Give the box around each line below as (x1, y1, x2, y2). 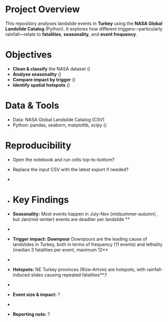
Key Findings (12, 194, 69, 205)
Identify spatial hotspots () (12, 82, 70, 88)
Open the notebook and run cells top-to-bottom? (12, 156, 115, 163)
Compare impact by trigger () (12, 76, 76, 82)
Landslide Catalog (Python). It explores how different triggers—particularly (5, 25, 163, 31)
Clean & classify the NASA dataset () (12, 66, 90, 72)
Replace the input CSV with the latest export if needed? (12, 166, 128, 172)
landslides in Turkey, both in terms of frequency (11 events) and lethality (12, 241, 163, 247)
